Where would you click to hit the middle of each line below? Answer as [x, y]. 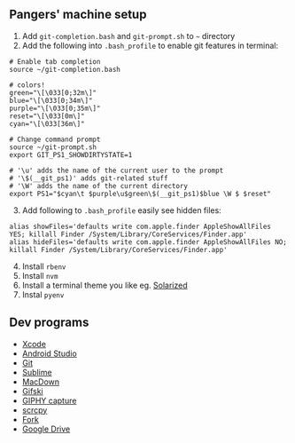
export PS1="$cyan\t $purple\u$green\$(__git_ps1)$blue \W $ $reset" [140, 194]
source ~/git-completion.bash [65, 69]
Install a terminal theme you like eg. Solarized [105, 285]
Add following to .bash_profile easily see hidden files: [121, 210]
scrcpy [35, 410]
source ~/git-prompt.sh [53, 147]
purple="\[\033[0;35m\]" [55, 108]
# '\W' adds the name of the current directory [99, 186]
